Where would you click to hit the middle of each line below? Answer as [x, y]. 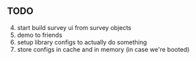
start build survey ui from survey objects [74, 27]
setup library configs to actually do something [82, 42]
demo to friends [40, 35]
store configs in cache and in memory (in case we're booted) [103, 49]
